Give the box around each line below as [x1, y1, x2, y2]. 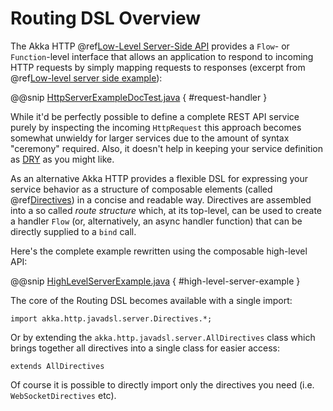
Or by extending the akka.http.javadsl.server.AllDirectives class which [10, 331, 316, 343]
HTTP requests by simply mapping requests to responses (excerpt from [10, 61, 306, 73]
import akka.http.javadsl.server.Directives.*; [10, 313, 213, 324]
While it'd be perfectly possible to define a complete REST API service [10, 110, 300, 122]
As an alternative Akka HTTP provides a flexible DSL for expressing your [10, 172, 309, 184]
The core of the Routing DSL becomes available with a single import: [10, 294, 293, 306]
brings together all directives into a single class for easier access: [10, 342, 281, 354]
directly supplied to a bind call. [10, 225, 137, 237]
